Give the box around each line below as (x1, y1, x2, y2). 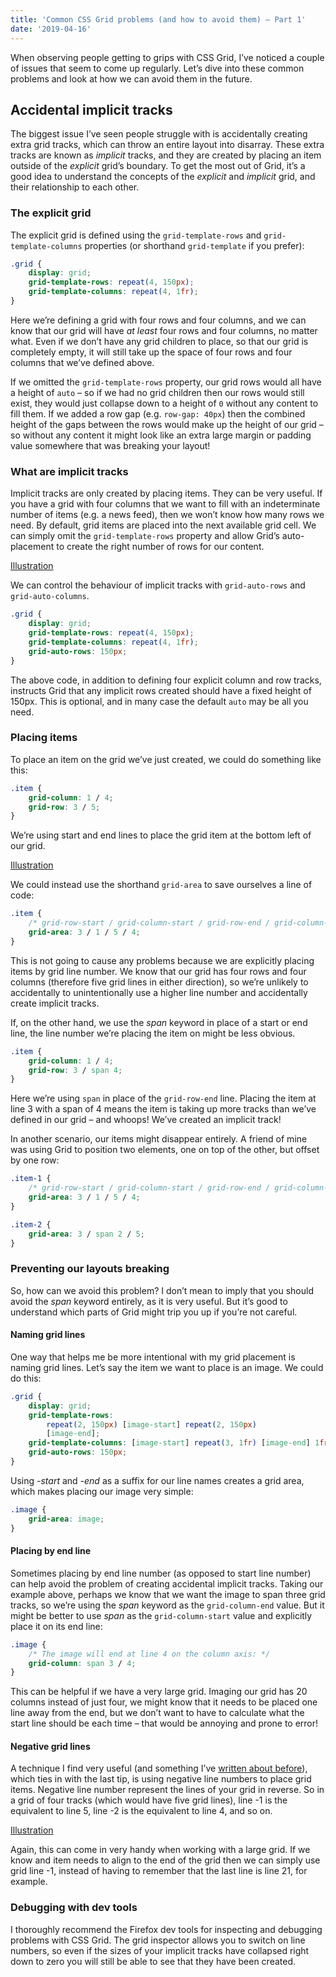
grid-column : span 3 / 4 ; (28, 1658, 137, 1668)
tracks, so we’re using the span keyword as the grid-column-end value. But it (10, 1599, 325, 1611)
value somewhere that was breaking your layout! (10, 439, 211, 451)
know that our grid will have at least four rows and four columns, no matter (10, 324, 318, 336)
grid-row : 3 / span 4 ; (28, 1065, 123, 1075)
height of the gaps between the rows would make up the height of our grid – (10, 418, 324, 430)
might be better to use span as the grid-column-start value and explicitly (10, 1609, 313, 1621)
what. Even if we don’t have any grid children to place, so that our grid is (10, 335, 309, 347)
